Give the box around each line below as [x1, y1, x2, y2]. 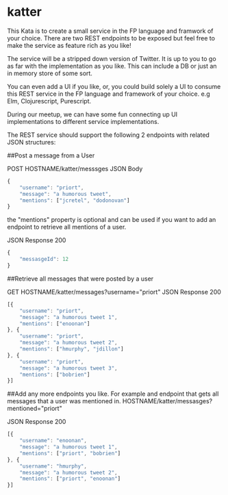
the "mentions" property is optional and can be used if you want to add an [7, 216, 216, 224]
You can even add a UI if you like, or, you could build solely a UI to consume [7, 82, 221, 90]
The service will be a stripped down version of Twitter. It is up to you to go [7, 54, 217, 62]
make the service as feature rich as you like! [7, 41, 131, 49]
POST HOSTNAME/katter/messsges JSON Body [7, 164, 143, 173]
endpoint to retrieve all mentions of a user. [7, 223, 127, 231]
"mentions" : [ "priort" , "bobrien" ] [19, 450, 121, 457]
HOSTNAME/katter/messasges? [122, 397, 213, 405]
